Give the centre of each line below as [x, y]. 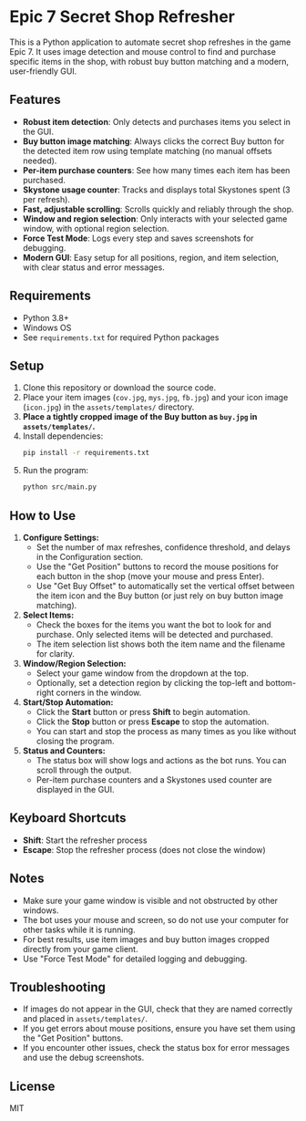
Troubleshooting [58, 987]
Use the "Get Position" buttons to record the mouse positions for [158, 566]
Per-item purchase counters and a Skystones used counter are [154, 779]
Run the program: [56, 471]
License [32, 1086]
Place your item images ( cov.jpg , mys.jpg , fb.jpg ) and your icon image [155, 398]
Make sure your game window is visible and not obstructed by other [150, 900]
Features [35, 100]
